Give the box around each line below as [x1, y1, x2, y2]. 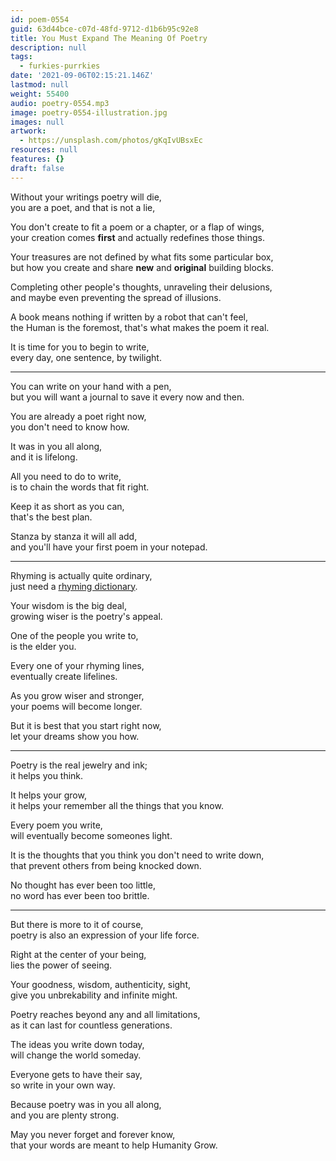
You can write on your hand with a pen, [10, 380, 172, 392]
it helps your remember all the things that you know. [10, 799, 224, 811]
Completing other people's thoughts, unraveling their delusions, [10, 281, 273, 293]
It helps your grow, [10, 789, 87, 801]
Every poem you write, [10, 819, 103, 831]
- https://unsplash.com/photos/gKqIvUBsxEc [19, 136, 203, 146]
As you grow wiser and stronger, [10, 689, 145, 701]
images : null [10, 117, 65, 127]
